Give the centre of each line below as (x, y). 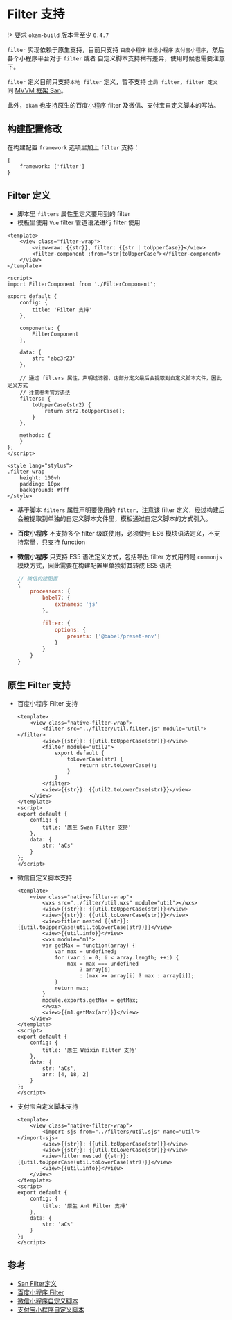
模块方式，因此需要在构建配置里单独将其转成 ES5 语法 (94, 565)
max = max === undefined (102, 964)
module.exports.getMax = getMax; (90, 1000)
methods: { (35, 435)
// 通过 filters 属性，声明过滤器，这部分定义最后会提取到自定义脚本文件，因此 (121, 378)
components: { (40, 328)
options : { (70, 629)
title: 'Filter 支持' (62, 310)
